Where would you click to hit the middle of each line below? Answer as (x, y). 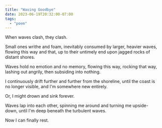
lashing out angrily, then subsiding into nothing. (53, 72)
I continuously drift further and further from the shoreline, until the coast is (80, 81)
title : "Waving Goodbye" (30, 10)
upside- (140, 105)
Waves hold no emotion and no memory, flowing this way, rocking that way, (81, 67)
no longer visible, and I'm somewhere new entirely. (56, 87)
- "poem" (18, 23)
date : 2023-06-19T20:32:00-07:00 (39, 14)
